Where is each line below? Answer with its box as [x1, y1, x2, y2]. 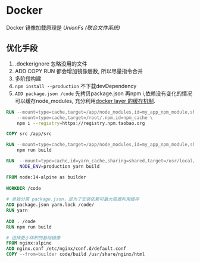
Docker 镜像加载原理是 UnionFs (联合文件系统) [6, 24, 120, 31]
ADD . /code [6, 218, 36, 224]
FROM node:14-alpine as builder [6, 174, 86, 180]
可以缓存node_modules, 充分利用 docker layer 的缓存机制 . [14, 97, 156, 104]
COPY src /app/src [6, 131, 52, 137]
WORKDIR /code [6, 185, 42, 191]
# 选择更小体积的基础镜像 [6, 234, 61, 241]
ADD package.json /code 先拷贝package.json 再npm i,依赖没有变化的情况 [14, 90, 192, 97]
